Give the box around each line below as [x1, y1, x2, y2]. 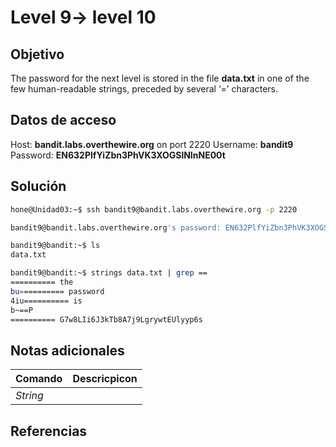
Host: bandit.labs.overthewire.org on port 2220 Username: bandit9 [10, 138, 294, 150]
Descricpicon [72, 372, 138, 386]
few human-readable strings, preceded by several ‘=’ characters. [10, 83, 278, 95]
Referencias [10, 422, 88, 440]
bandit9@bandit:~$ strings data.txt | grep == [10, 268, 208, 278]
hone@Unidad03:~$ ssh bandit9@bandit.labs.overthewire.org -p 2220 [10, 204, 298, 215]
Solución [10, 178, 67, 195]
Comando [15, 372, 63, 386]
